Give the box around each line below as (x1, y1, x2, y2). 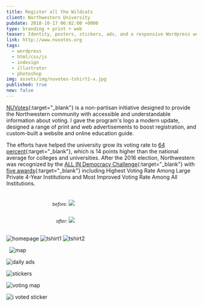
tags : (6, 43, 20, 49)
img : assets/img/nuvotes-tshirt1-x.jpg (6, 76, 107, 82)
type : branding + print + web (6, 25, 83, 32)
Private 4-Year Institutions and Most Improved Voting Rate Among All (6, 173, 178, 180)
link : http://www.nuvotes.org (6, 37, 83, 43)
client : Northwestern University (6, 14, 91, 21)
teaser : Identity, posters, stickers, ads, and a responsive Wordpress (6, 31, 190, 37)
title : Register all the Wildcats (6, 8, 94, 15)
